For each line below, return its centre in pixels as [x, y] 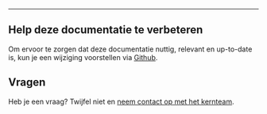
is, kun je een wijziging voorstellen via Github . [83, 57]
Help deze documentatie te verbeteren [106, 30]
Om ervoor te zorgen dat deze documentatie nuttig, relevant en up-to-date [130, 49]
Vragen [27, 83]
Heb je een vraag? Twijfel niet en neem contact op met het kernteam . [121, 101]
